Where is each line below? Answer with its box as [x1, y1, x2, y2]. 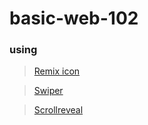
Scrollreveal [33, 104, 84, 116]
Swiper [33, 85, 64, 97]
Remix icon [33, 65, 81, 77]
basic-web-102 [9, 7, 139, 30]
